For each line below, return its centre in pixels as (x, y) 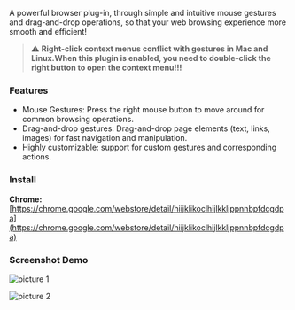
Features (29, 90)
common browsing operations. (78, 120)
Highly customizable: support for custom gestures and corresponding (149, 147)
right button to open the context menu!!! (106, 67)
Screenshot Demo (49, 260)
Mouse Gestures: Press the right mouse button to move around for (143, 110)
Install (23, 180)
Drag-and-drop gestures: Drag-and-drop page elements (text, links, (146, 128)
